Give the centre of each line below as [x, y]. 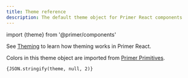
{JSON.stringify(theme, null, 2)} [50, 69]
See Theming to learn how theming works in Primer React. [79, 46]
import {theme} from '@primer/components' [61, 34]
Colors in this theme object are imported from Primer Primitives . [86, 58]
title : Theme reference [36, 12]
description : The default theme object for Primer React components [94, 17]
